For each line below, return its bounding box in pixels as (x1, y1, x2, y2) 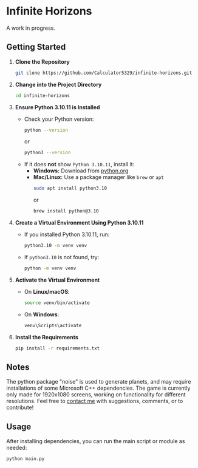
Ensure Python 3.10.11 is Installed (15, 103, 100, 110)
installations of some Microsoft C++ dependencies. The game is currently (6, 384, 191, 392)
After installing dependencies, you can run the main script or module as (6, 438, 185, 444)
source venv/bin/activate (24, 299, 90, 306)
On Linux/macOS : (24, 288, 70, 295)
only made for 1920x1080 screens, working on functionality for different (6, 391, 186, 398)
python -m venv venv (24, 265, 77, 271)
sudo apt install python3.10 (33, 185, 108, 192)
